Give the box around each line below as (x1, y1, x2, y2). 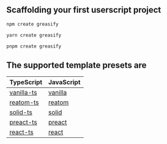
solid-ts (9, 108, 32, 117)
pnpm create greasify (6, 43, 62, 49)
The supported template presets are (6, 60, 147, 70)
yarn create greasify (6, 32, 62, 38)
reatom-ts (9, 98, 39, 107)
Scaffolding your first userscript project (6, 5, 161, 15)
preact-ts (9, 118, 38, 127)
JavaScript (48, 78, 81, 87)
